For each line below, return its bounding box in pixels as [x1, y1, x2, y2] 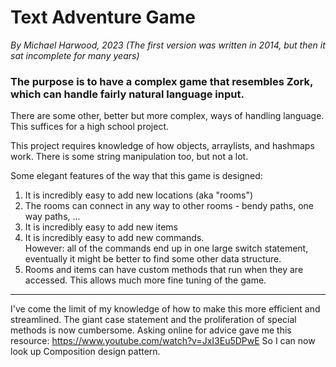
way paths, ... [24, 211, 81, 223]
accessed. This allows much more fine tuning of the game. [24, 274, 267, 286]
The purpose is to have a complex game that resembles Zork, [10, 74, 313, 88]
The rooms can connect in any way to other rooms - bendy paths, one [24, 200, 314, 212]
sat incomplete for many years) [10, 49, 140, 61]
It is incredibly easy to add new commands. [24, 232, 205, 244]
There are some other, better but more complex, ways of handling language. [10, 110, 325, 122]
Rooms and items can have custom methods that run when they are [24, 264, 304, 276]
